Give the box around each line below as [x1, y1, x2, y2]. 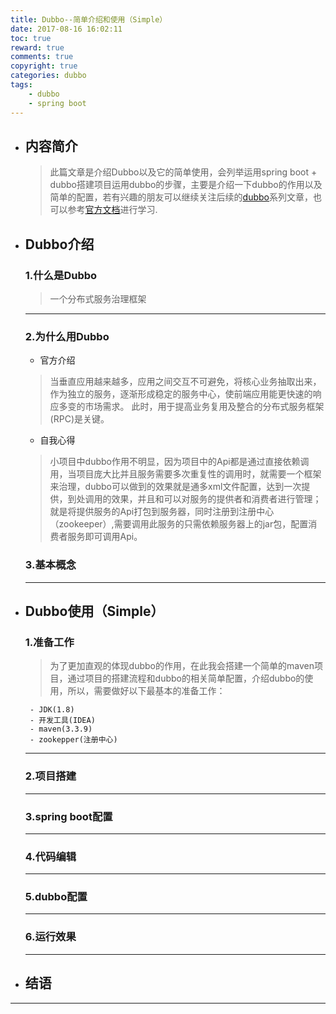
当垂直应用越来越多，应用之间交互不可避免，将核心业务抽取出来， [49, 376, 322, 388]
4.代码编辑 [24, 849, 77, 863]
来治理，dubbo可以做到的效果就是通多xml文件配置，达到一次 [49, 481, 302, 493]
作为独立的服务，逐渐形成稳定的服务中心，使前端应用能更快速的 [49, 388, 313, 400]
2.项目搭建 [24, 769, 77, 783]
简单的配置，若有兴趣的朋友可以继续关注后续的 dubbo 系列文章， [49, 191, 313, 203]
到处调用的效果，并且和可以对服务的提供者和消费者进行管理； [67, 493, 322, 505]
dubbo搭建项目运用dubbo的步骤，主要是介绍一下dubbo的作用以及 [49, 179, 323, 191]
